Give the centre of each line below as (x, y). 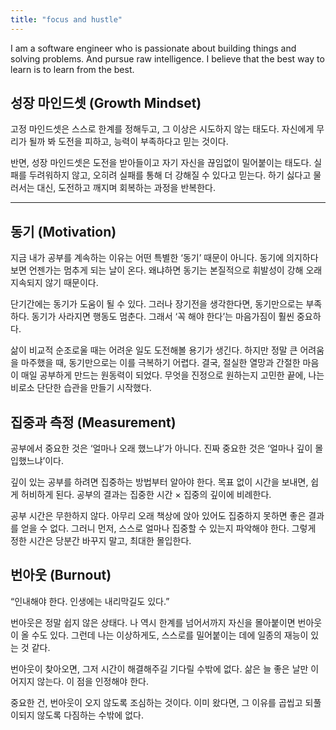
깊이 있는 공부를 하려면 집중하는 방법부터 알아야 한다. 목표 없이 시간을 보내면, (159, 482)
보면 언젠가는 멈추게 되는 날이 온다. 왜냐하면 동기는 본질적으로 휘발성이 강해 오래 (166, 270)
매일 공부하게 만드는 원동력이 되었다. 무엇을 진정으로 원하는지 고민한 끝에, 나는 (172, 375)
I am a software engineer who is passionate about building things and (153, 48)
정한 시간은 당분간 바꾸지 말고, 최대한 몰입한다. (101, 541)
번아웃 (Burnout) (61, 575)
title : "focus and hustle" (66, 19)
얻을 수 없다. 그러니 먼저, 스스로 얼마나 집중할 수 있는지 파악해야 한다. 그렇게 (168, 528)
